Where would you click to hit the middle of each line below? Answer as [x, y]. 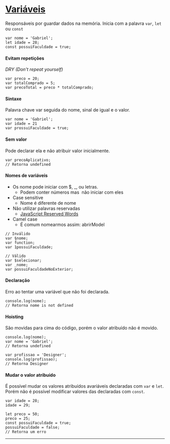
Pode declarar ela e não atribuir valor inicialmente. [58, 151]
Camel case [25, 219]
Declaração [18, 280]
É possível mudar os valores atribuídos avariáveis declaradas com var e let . [85, 386]
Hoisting [14, 317]
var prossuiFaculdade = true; [37, 128]
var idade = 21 [21, 124]
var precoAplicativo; [28, 160]
